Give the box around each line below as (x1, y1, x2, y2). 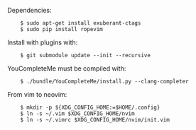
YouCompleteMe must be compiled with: (7, 64, 126, 73)
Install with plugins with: (7, 38, 78, 47)
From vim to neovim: (7, 90, 67, 98)
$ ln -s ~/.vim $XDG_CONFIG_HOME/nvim (20, 110, 135, 117)
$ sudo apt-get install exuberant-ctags (20, 20, 141, 27)
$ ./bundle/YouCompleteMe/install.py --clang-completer (20, 78, 190, 85)
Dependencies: (7, 6, 52, 14)
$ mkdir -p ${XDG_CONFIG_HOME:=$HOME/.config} (20, 104, 160, 111)
